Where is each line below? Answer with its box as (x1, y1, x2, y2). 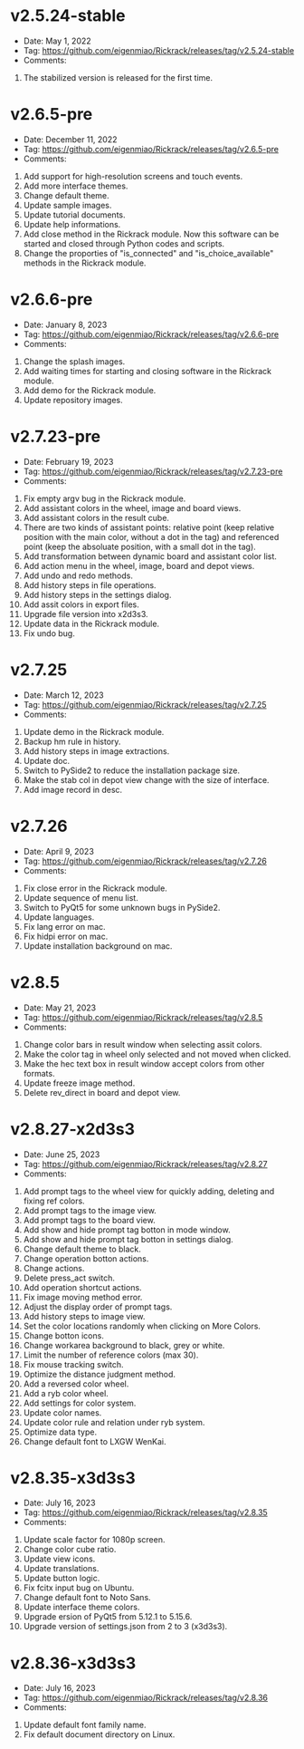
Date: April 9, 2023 (23, 846, 94, 856)
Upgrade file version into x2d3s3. (23, 608, 148, 619)
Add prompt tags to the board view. (23, 1214, 157, 1225)
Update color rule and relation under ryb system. (23, 1416, 205, 1427)
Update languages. (23, 912, 95, 923)
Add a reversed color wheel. (23, 1378, 129, 1389)
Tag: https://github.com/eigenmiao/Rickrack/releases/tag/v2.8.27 (23, 1158, 268, 1169)
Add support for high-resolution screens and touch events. (23, 170, 243, 181)
